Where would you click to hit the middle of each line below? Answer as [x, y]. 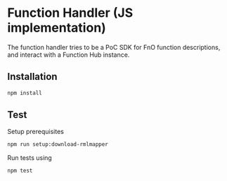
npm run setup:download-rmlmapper [58, 145]
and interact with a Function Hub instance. [69, 55]
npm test [20, 171]
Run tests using [30, 158]
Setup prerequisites [36, 132]
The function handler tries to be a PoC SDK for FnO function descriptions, [114, 47]
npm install [25, 93]
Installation [32, 77]
